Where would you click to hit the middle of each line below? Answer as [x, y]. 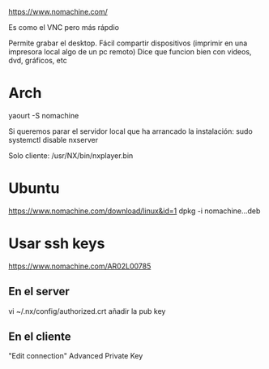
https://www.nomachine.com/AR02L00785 [80, 266]
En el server [39, 292]
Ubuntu [34, 189]
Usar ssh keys [57, 244]
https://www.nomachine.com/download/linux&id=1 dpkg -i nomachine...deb [134, 211]
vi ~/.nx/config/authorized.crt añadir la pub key [87, 311]
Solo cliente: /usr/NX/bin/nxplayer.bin [71, 155]
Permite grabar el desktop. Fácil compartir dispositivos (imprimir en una [128, 43]
